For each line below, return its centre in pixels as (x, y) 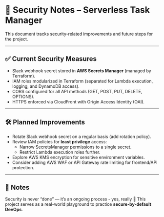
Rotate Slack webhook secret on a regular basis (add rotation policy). (82, 137)
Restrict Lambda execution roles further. (60, 152)
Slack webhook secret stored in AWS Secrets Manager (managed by (82, 71)
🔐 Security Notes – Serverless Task (78, 10)
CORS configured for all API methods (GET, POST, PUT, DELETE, (77, 91)
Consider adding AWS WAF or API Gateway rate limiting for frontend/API (85, 162)
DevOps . (14, 210)
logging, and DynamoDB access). (46, 86)
